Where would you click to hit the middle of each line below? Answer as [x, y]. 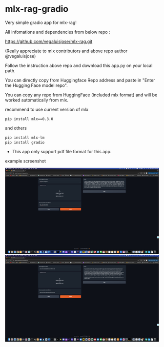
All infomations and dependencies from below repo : [58, 32]
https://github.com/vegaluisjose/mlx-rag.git [49, 41]
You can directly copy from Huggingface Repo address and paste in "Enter [80, 80]
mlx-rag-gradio [37, 9]
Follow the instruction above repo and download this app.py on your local [79, 65]
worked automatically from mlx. [37, 100]
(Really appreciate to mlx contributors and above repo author [66, 51]
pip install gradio [25, 143]
